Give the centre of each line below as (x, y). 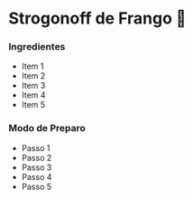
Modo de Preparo (47, 128)
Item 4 (33, 95)
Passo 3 (37, 167)
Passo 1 (36, 147)
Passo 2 (37, 157)
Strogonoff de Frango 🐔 (97, 19)
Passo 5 (37, 186)
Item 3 (33, 86)
